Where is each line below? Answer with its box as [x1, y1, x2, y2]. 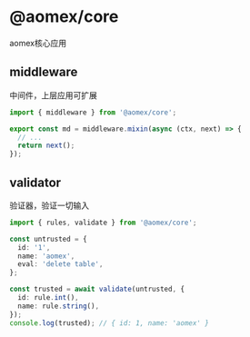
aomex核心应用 [9, 37, 67, 48]
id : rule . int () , [17, 293, 79, 302]
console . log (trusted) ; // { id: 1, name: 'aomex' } [9, 318, 209, 328]
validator [9, 174, 62, 190]
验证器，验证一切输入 [9, 200, 89, 211]
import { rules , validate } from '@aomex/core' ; [9, 218, 197, 227]
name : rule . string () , [17, 302, 100, 311]
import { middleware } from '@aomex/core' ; [9, 107, 177, 117]
